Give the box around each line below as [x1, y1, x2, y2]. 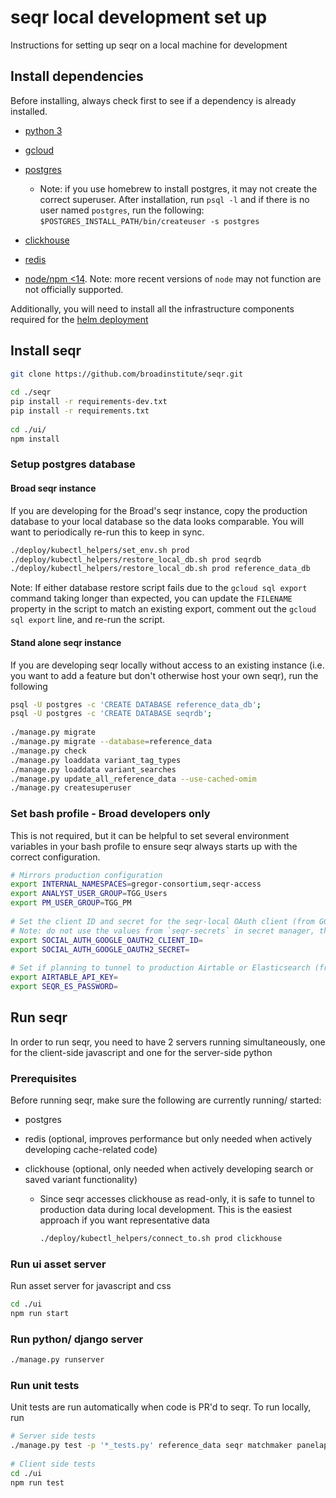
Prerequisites [10, 1071, 77, 1085]
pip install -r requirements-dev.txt [10, 397, 168, 407]
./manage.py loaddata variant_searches [10, 764, 177, 775]
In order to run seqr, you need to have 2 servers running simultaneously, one [10, 1036, 326, 1048]
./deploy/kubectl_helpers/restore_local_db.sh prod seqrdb [10, 554, 262, 565]
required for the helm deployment [10, 313, 149, 325]
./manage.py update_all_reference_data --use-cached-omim [10, 774, 257, 784]
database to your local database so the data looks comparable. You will [10, 515, 305, 527]
